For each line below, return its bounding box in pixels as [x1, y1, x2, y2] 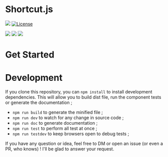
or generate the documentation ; [5, 99, 72, 106]
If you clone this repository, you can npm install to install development [5, 89, 152, 95]
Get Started [5, 49, 54, 61]
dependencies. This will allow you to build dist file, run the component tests [5, 94, 161, 100]
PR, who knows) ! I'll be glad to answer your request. [5, 146, 115, 152]
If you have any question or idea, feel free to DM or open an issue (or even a [5, 140, 163, 147]
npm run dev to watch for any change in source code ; [12, 115, 124, 121]
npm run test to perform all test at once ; [12, 125, 97, 132]
